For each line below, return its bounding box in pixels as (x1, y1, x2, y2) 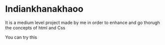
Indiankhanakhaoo (5, 3, 84, 15)
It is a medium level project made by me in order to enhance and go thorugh (5, 20, 160, 25)
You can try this (5, 34, 37, 40)
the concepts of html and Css (5, 24, 65, 30)
